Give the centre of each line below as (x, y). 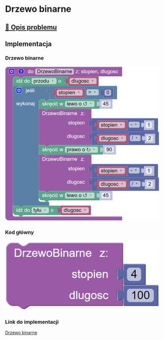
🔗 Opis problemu (31, 27)
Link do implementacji (32, 322)
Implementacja (28, 44)
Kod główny (20, 232)
